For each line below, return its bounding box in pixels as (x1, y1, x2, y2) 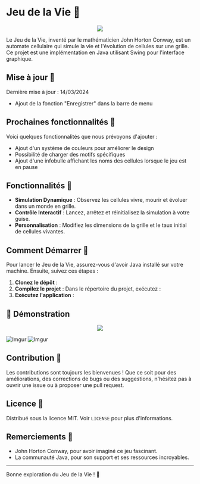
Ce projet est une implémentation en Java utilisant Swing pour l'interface (6, 49, 185, 56)
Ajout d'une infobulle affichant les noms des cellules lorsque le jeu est (14, 157, 187, 164)
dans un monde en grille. (14, 202, 76, 210)
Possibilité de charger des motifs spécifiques (14, 151, 126, 158)
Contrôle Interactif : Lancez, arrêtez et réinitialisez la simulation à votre (14, 209, 190, 216)
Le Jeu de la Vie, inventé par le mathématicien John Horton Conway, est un (6, 36, 191, 43)
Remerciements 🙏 (6, 432, 73, 442)
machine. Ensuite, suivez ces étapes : (6, 267, 99, 274)
